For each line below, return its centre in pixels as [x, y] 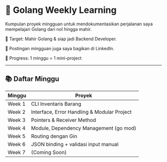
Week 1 [17, 104]
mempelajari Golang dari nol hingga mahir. [48, 29]
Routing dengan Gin [54, 136]
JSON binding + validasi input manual [75, 144]
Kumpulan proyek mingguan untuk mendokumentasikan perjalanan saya [79, 24]
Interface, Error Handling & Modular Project [81, 112]
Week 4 [17, 128]
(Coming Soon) [49, 152]
